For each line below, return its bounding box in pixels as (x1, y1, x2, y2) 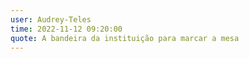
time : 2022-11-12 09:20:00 (10, 24, 123, 34)
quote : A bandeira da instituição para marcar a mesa (10, 33, 240, 43)
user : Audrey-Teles (10, 14, 92, 25)
